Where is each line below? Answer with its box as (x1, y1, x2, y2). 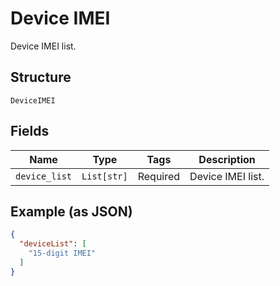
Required (137, 169, 181, 183)
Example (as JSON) (10, 203, 133, 220)
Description (198, 152, 256, 166)
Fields (10, 123, 50, 140)
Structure (10, 69, 72, 86)
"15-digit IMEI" (28, 248, 97, 259)
